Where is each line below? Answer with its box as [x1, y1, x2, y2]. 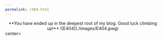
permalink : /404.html [5, 7, 50, 12]
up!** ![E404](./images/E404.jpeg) [46, 25, 119, 31]
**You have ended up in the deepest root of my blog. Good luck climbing [8, 20, 158, 26]
